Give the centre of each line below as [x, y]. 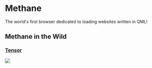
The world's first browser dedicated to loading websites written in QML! [76, 22]
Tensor [14, 50]
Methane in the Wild [36, 37]
